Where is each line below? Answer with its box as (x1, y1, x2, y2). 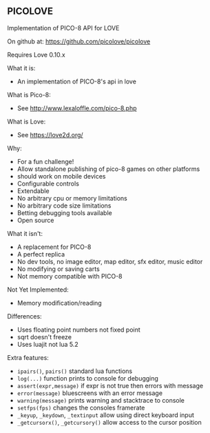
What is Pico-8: (7, 90, 52, 99)
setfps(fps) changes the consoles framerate (17, 403, 145, 412)
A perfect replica (17, 250, 65, 258)
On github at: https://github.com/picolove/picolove (7, 37, 151, 46)
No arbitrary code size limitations (17, 201, 112, 210)
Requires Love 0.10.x (7, 50, 65, 59)
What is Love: (7, 117, 46, 125)
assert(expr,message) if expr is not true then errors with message (17, 381, 204, 390)
